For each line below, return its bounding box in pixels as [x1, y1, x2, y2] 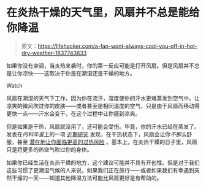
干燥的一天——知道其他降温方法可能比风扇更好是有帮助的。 [11, 174, 162, 181]
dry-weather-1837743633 [21, 49, 87, 56]
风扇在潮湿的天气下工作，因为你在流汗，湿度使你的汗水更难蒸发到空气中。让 [6, 94, 200, 102]
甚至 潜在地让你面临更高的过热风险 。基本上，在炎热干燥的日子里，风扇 [17, 138, 197, 145]
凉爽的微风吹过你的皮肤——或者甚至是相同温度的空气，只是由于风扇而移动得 [6, 102, 200, 109]
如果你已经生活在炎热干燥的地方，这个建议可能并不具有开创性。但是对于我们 [6, 159, 200, 166]
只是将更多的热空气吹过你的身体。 [6, 145, 93, 153]
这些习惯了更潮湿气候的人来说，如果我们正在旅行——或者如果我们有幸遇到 [6, 166, 194, 174]
